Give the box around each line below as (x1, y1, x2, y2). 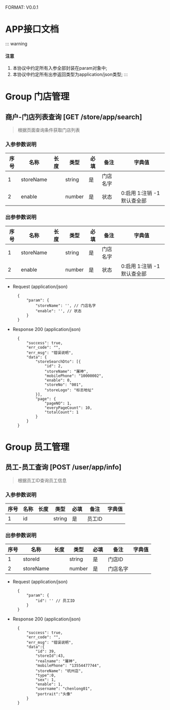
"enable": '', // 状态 (35, 308, 82, 313)
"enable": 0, (45, 378, 72, 383)
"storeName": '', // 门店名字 (35, 303, 96, 308)
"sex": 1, (35, 678, 56, 683)
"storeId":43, (35, 653, 65, 658)
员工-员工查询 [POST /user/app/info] (5, 463, 121, 472)
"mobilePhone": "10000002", (45, 373, 104, 379)
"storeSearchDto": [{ (35, 359, 81, 364)
